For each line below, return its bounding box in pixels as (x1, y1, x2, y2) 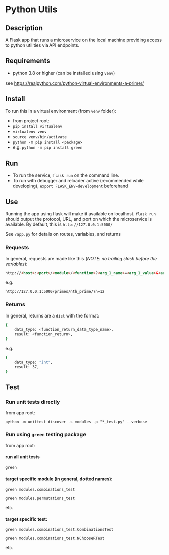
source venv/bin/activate (12, 134, 67, 139)
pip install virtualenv (12, 124, 63, 129)
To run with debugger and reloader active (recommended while (12, 178, 144, 184)
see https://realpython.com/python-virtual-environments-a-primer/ (5, 80, 144, 86)
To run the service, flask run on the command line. (12, 172, 119, 178)
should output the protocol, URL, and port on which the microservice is (5, 216, 152, 222)
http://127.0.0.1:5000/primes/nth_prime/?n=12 (5, 289, 105, 294)
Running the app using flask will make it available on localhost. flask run (5, 211, 156, 217)
